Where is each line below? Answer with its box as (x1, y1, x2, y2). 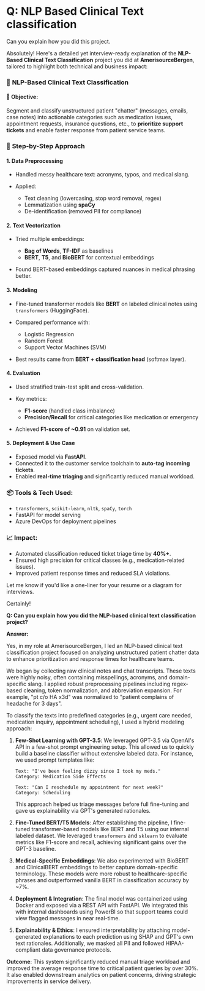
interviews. (6, 588, 34, 595)
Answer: (6, 630, 29, 638)
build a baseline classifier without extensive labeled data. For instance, (15, 749, 194, 757)
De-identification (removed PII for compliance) (24, 208, 142, 215)
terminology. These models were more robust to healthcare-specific (15, 870, 188, 877)
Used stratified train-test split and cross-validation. (15, 383, 144, 390)
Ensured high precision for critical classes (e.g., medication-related (15, 556, 185, 564)
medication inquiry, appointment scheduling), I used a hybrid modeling (6, 718, 185, 725)
